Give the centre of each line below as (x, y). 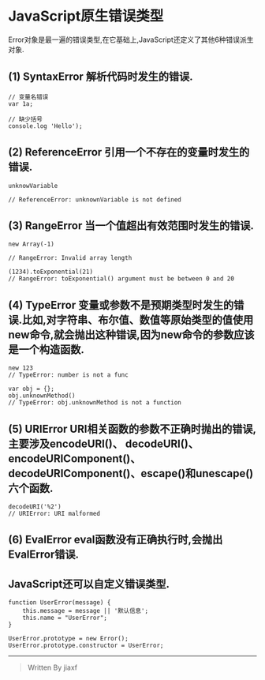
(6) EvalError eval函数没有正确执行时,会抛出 (116, 540)
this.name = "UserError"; (65, 618)
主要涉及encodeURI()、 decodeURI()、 (104, 443)
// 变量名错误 (28, 97)
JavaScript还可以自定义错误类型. (89, 584)
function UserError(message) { (60, 603)
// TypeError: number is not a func (68, 375)
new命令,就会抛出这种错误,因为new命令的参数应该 (131, 334)
